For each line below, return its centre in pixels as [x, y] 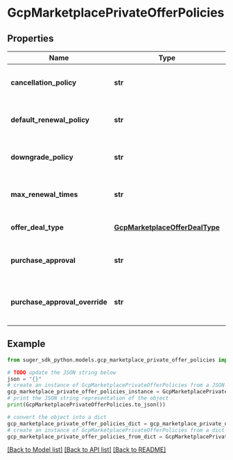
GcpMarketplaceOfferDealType [167, 227]
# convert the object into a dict [57, 417]
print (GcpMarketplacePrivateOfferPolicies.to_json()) [87, 405]
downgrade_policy [42, 157]
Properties [31, 39]
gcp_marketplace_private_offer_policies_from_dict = [85, 436]
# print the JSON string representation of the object [88, 398]
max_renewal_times [44, 194]
